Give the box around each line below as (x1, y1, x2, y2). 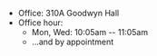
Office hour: (17, 17, 64, 28)
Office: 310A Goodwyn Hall (17, 8, 120, 18)
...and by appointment (31, 36, 114, 47)
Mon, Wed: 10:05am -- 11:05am (31, 27, 148, 37)
